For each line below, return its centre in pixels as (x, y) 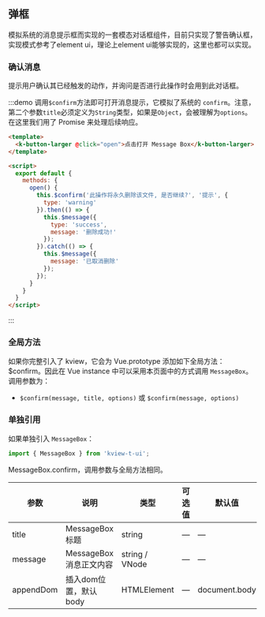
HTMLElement (148, 589)
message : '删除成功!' (83, 232)
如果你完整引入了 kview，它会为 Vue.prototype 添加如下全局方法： (116, 361)
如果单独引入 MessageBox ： (51, 438)
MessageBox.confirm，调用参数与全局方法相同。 (88, 469)
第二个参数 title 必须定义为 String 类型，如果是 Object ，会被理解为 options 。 (130, 112)
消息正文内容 (90, 564)
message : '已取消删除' (85, 262)
